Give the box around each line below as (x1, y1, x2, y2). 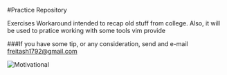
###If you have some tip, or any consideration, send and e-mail (7, 40, 188, 47)
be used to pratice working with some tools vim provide (7, 27, 166, 34)
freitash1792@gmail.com (7, 47, 78, 55)
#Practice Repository (7, 6, 67, 14)
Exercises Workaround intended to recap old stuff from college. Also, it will (7, 19, 220, 27)
